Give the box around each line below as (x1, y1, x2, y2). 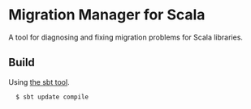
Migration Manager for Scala (8, 6, 206, 24)
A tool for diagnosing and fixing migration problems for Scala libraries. (8, 32, 244, 42)
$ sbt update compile (15, 93, 89, 101)
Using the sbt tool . (8, 77, 71, 86)
